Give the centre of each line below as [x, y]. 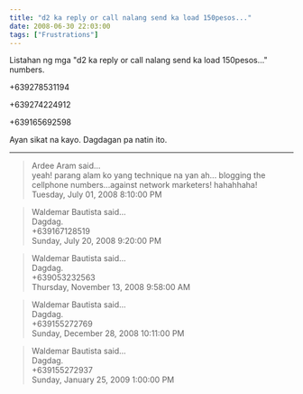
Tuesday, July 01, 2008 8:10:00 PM [96, 194]
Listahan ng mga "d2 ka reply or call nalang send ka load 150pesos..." [138, 61]
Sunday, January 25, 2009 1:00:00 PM [103, 380]
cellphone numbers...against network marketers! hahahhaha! [144, 185]
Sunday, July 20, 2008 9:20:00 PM [96, 241]
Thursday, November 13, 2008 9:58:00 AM [111, 287]
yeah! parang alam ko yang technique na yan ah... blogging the [148, 175]
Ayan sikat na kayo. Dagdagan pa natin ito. [88, 140]
